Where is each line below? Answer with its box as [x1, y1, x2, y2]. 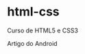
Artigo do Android [7, 39, 58, 47]
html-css [7, 4, 60, 20]
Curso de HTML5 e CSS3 [7, 26, 79, 34]
